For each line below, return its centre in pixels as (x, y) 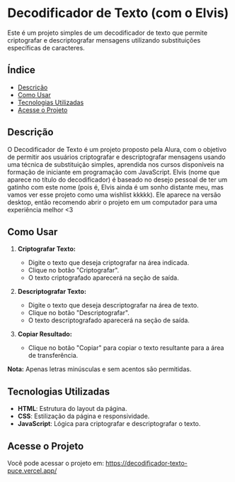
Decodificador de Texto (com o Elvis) (118, 13)
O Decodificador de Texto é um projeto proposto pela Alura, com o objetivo (117, 149)
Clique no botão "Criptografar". (74, 270)
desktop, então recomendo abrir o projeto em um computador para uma (112, 202)
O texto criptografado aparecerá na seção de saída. (103, 278)
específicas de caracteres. (46, 48)
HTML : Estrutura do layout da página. (72, 409)
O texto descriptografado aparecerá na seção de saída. (109, 320)
